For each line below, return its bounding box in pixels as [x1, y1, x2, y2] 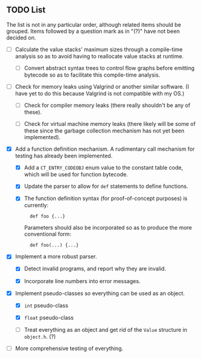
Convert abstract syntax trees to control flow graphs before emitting [24, 64, 195, 72]
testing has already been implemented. [15, 152, 113, 160]
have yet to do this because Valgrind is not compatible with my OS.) [15, 90, 185, 97]
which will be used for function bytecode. [24, 171, 129, 178]
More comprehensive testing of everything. [15, 345, 124, 352]
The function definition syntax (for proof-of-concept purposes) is [24, 194, 188, 202]
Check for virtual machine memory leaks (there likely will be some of [24, 120, 196, 128]
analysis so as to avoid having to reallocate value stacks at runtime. [15, 52, 184, 60]
